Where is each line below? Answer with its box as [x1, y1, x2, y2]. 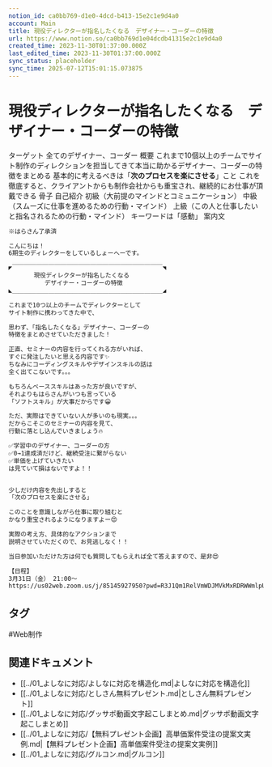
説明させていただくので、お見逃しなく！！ [8, 537, 130, 546]
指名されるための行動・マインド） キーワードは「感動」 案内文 [15, 211, 225, 221]
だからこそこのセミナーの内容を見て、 [8, 420, 117, 428]
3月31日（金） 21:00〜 [8, 574, 78, 583]
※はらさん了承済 [8, 227, 57, 235]
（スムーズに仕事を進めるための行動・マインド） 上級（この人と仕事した [8, 201, 252, 210]
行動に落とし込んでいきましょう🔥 [8, 427, 104, 435]
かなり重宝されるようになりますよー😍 [8, 515, 117, 524]
